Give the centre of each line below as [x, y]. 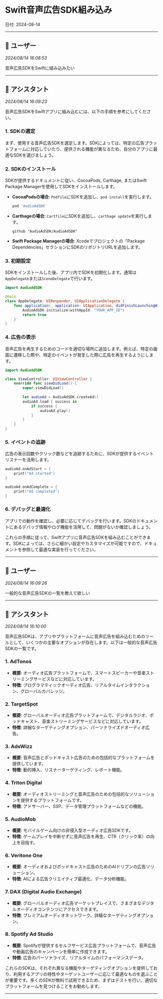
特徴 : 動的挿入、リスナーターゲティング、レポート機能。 [68, 770]
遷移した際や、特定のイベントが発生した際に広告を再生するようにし [81, 355]
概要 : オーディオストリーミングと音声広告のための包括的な [71, 794]
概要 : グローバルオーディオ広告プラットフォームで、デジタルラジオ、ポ [83, 715]
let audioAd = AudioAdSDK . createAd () [60, 397]
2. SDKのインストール [31, 169]
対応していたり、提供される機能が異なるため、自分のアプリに [92, 149]
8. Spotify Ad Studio [29, 934]
